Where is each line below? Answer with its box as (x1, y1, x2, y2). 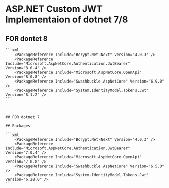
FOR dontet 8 (5, 34, 48, 43)
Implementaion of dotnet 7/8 (5, 14, 128, 25)
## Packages (5, 123, 30, 128)
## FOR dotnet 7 (5, 115, 40, 120)
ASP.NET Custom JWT (5, 3, 103, 15)
